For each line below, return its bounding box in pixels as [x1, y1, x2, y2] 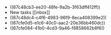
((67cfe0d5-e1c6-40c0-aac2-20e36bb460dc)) [9, 20, 106, 26]
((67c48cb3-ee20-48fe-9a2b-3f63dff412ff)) [9, 4, 101, 10]
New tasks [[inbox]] [9, 9, 50, 15]
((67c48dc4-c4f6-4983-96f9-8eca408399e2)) [9, 15, 107, 20]
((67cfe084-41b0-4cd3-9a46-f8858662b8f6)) [9, 25, 105, 31]
